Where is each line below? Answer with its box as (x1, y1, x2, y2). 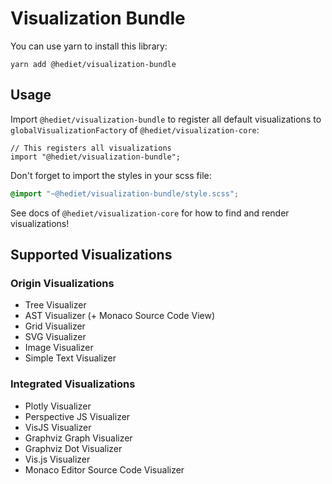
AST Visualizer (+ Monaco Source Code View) (24, 310, 216, 322)
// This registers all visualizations (10, 143, 172, 153)
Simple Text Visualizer (24, 352, 117, 364)
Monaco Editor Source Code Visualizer (24, 463, 185, 476)
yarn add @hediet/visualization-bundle (10, 59, 177, 69)
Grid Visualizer (24, 320, 86, 332)
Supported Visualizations (10, 247, 173, 264)
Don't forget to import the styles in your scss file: (10, 169, 212, 181)
